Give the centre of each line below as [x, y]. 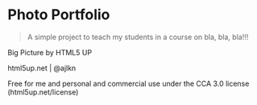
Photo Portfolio [59, 15]
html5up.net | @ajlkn [42, 68]
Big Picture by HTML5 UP [50, 52]
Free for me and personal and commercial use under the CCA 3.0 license [128, 83]
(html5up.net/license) [43, 92]
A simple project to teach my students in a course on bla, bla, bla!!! [138, 37]
